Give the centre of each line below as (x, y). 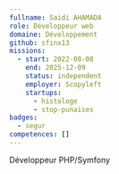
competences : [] (39, 135)
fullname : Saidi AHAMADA (55, 17)
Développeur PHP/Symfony (59, 160)
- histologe (55, 101)
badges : (24, 117)
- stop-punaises (63, 109)
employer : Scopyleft (64, 84)
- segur (32, 126)
